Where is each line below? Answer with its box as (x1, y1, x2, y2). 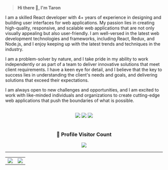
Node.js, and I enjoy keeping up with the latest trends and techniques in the (5, 41, 161, 47)
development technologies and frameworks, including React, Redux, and (5, 35, 155, 41)
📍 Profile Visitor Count (56, 130, 111, 137)
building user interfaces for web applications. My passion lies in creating (5, 20, 155, 25)
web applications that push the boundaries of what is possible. (5, 97, 134, 103)
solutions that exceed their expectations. (5, 77, 89, 83)
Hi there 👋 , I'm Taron (17, 5, 61, 10)
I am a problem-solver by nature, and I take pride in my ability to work (5, 56, 148, 62)
